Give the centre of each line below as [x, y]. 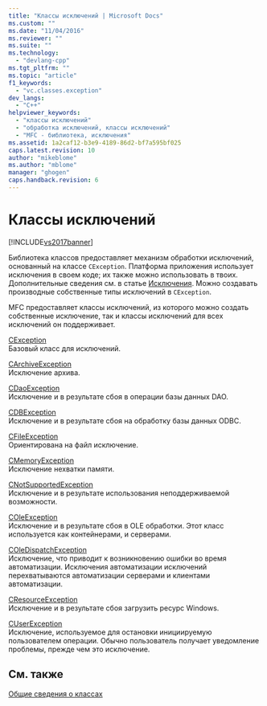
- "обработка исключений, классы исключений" [93, 128]
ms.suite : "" [30, 46]
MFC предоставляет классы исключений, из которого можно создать [129, 307]
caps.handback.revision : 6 [53, 180]
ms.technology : [34, 53]
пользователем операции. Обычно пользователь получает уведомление [134, 640]
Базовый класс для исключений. [65, 348]
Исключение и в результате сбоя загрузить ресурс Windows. [114, 608]
